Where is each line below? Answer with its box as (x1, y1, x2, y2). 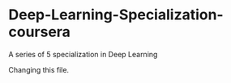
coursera (8, 23, 71, 41)
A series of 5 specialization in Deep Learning (8, 49, 158, 59)
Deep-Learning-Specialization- (8, 6, 225, 24)
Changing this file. (8, 64, 70, 74)
